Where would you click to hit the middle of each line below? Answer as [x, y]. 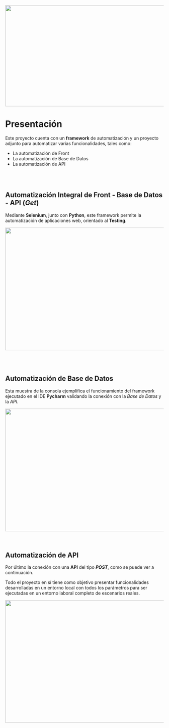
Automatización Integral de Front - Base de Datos [84, 195]
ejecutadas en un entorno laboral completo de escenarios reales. [72, 593]
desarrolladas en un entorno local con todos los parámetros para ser [76, 588]
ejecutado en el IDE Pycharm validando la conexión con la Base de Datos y [83, 396]
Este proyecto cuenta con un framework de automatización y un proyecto [82, 138]
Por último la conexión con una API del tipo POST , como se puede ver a [80, 567]
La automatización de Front [41, 153]
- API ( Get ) [22, 203]
